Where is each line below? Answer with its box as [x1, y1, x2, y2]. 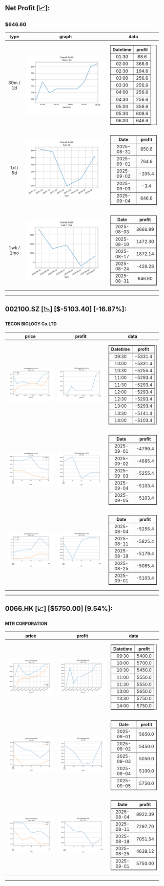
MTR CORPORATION [5, 620, 48, 626]
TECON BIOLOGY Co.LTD [5, 321, 57, 327]
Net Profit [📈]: [5, 4, 50, 12]
